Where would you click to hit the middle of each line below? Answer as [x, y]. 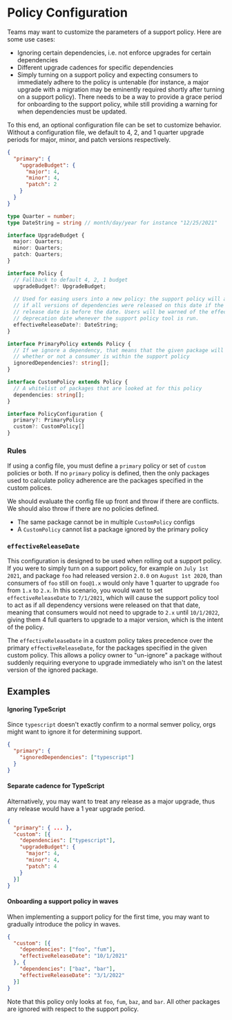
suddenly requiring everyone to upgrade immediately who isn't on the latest [115, 662]
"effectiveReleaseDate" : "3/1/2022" [72, 975]
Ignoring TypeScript [37, 709]
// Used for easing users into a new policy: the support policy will [117, 299]
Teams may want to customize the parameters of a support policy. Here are [115, 32]
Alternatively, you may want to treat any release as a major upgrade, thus [111, 801]
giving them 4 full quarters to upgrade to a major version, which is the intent [115, 619]
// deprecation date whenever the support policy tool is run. [106, 319]
